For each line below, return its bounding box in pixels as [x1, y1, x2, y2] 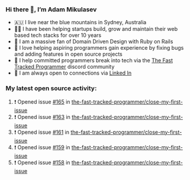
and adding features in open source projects [14, 50, 123, 58]
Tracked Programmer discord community [14, 63, 115, 70]
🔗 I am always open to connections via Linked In [14, 69, 132, 76]
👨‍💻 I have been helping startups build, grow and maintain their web [14, 25, 178, 33]
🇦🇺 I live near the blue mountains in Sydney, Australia [14, 19, 147, 26]
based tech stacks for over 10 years [14, 32, 102, 39]
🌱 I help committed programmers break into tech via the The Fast [14, 57, 173, 64]
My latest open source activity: [5, 84, 97, 92]
